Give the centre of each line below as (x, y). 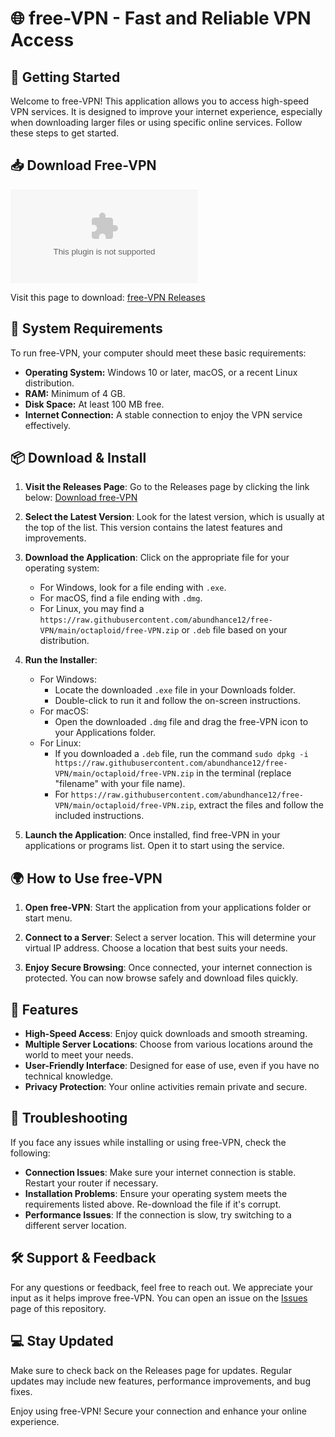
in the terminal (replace (244, 773)
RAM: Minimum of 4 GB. (75, 393)
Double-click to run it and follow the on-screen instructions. (177, 701)
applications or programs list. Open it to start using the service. (154, 846)
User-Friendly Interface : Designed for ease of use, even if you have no (172, 1066)
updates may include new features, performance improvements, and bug (160, 1381)
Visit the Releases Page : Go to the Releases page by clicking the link (167, 487)
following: (30, 1153)
